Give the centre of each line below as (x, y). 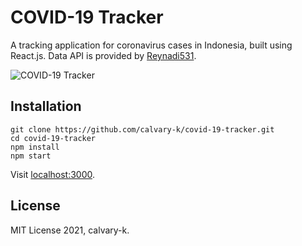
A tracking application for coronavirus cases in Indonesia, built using (151, 45)
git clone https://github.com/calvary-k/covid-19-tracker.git (142, 129)
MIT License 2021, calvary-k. (70, 230)
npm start (31, 156)
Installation (46, 106)
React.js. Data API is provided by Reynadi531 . (103, 55)
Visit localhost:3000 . (53, 174)
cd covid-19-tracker (53, 138)
